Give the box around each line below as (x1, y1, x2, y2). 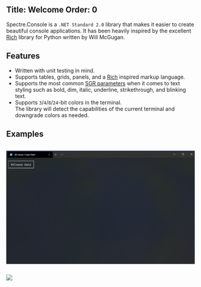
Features (6, 51, 40, 61)
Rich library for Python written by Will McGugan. (6, 33, 126, 41)
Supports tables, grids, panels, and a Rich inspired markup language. (14, 73, 185, 80)
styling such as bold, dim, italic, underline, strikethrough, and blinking (14, 86, 187, 93)
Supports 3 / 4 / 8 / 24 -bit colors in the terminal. (14, 98, 122, 106)
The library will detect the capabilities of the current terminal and (14, 105, 175, 112)
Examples (6, 129, 44, 139)
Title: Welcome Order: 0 (6, 5, 98, 15)
